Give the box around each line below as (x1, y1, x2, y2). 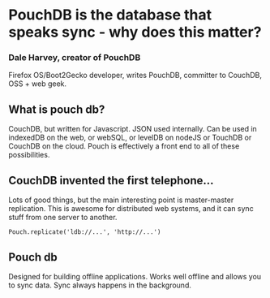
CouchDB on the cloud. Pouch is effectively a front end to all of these (8, 141, 240, 151)
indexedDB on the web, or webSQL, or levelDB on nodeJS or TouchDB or (8, 132, 252, 143)
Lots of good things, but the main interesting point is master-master (8, 195, 234, 205)
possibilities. (8, 150, 50, 160)
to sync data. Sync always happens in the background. (8, 280, 192, 290)
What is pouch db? (8, 102, 105, 116)
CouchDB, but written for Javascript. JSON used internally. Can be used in (8, 124, 257, 134)
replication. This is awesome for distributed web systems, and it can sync (8, 204, 254, 214)
